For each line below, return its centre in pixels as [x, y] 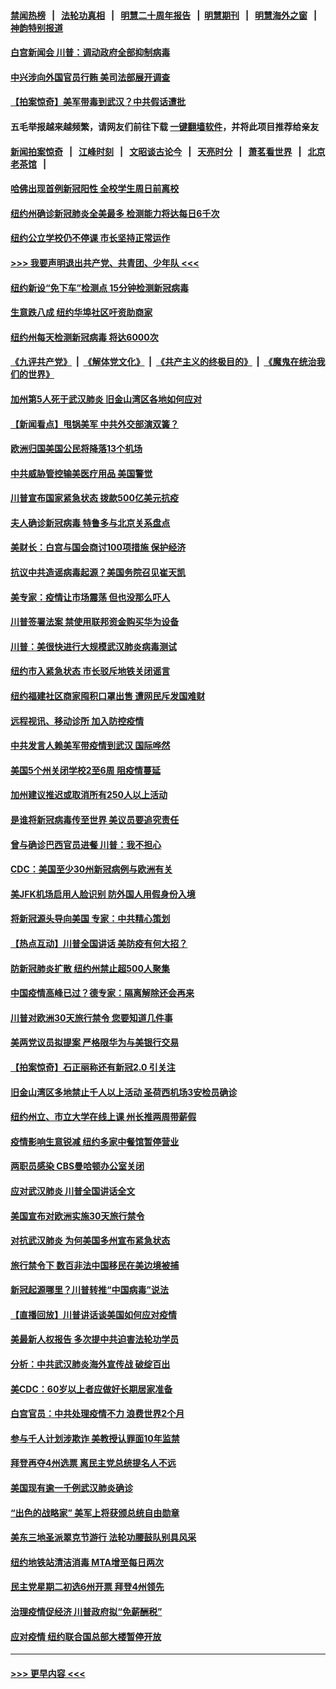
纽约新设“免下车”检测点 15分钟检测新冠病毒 [100, 287]
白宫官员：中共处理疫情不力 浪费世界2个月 [97, 1414]
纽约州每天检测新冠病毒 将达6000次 [84, 337]
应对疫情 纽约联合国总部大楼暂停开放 [86, 1636]
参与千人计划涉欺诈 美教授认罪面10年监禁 [95, 1438]
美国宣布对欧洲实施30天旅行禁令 [77, 1216]
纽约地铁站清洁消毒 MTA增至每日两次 [87, 1562]
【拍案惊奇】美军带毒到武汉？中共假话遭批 [98, 102]
